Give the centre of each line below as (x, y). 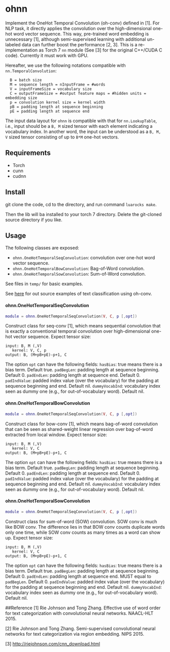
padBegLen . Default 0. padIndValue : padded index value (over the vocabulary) (85, 582)
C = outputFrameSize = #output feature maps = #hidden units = (78, 93)
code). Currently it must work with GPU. (47, 55)
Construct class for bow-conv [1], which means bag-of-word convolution (82, 424)
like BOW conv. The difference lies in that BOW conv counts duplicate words (85, 527)
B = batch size (26, 80)
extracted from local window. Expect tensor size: (56, 434)
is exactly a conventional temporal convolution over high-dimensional (78, 331)
